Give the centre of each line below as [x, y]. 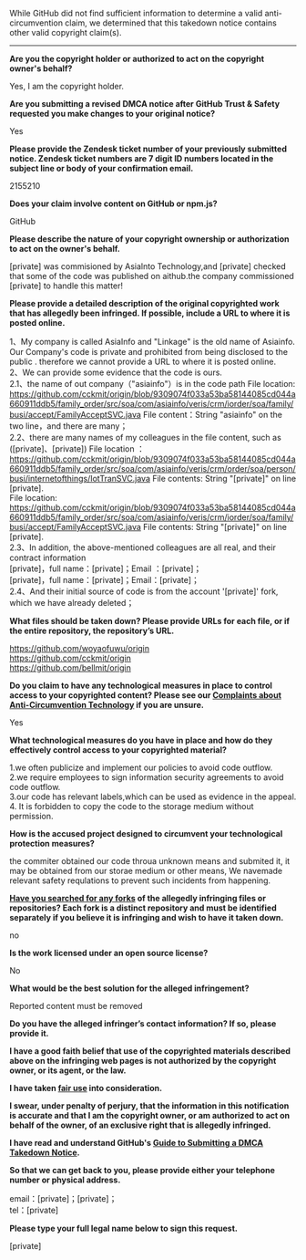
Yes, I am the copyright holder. [67, 86]
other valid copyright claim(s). [66, 32]
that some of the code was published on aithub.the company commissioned [152, 276]
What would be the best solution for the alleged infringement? [129, 988]
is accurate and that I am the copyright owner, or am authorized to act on [150, 1115]
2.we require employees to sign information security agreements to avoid [147, 777]
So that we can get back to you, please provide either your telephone [143, 1170]
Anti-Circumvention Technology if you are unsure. [107, 705]
